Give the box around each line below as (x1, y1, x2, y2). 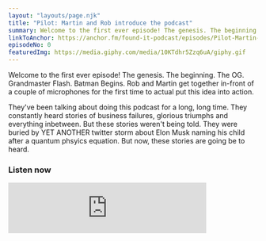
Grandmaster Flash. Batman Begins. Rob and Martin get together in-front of (8, 78, 255, 88)
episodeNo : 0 (8, 41, 51, 49)
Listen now (8, 164, 51, 175)
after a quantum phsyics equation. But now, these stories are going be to (8, 136, 245, 145)
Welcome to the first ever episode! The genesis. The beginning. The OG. (8, 71, 245, 79)
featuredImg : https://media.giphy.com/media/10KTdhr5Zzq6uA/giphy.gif (8, 48, 246, 56)
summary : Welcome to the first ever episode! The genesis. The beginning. (8, 26, 260, 34)
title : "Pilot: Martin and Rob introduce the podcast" (8, 19, 193, 27)
